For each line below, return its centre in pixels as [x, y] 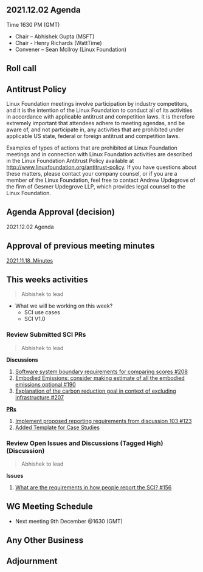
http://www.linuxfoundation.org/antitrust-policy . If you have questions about [101, 167]
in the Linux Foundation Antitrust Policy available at [70, 161]
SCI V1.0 [35, 319]
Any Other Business [45, 540]
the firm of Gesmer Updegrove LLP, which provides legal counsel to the [96, 187]
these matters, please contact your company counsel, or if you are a [92, 174]
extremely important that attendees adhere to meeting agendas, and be [96, 123]
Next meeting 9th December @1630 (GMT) [69, 521]
